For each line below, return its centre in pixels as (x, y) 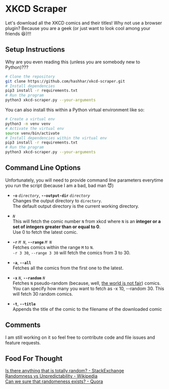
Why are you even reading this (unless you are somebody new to (73, 62)
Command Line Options (43, 168)
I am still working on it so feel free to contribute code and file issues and (80, 337)
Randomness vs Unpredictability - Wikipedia (51, 376)
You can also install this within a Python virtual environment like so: (75, 110)
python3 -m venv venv (28, 124)
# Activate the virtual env (35, 128)
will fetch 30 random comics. (43, 294)
